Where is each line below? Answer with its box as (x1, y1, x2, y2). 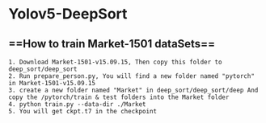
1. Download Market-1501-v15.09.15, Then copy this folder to (8, 58, 222, 66)
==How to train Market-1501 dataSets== (8, 37, 216, 51)
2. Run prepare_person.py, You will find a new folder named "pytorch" (8, 72, 255, 80)
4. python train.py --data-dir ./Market (8, 100, 147, 109)
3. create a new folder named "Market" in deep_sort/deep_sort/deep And (8, 86, 259, 94)
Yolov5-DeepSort (8, 5, 128, 23)
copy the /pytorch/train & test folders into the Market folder (8, 93, 230, 101)
